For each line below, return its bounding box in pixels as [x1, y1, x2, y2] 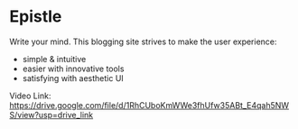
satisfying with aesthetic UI [22, 72, 124, 83]
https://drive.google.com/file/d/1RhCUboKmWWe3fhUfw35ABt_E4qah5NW [9, 99, 290, 110]
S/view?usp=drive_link [9, 109, 94, 120]
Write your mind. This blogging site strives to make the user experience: [9, 36, 277, 47]
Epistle [9, 6, 62, 27]
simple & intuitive [22, 53, 87, 64]
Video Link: [9, 90, 51, 101]
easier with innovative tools [22, 63, 125, 74]
